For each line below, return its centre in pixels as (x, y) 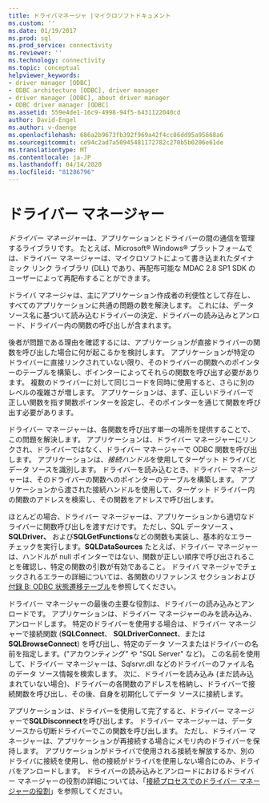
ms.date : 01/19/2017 (43, 30)
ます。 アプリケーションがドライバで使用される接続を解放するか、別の (138, 751)
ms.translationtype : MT (48, 150)
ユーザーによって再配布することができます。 (81, 278)
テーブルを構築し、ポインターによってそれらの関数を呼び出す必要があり (141, 372)
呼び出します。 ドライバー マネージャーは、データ (171, 720)
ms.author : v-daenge (43, 127)
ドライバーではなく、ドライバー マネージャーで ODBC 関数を (136, 449)
